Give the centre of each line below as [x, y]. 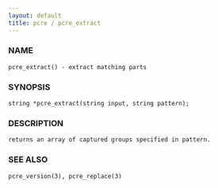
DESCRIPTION [36, 124]
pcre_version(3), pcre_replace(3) [65, 176]
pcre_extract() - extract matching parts [78, 67]
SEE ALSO [28, 159]
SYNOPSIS [29, 86]
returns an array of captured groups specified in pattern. [110, 140]
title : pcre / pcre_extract [55, 23]
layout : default [35, 15]
